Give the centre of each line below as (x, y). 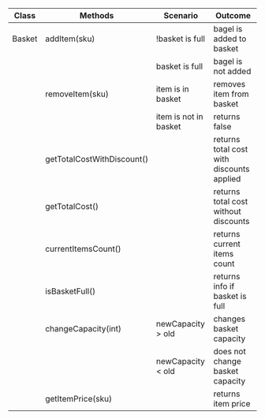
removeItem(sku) (77, 94)
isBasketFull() (70, 291)
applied (227, 179)
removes (230, 84)
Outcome (233, 15)
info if (224, 286)
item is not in (179, 116)
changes (230, 319)
